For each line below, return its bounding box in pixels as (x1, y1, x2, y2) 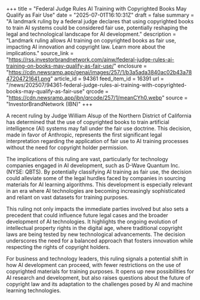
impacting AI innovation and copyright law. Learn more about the (6, 43, 165, 50)
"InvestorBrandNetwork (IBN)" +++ (6, 101, 93, 107)
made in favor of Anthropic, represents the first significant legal (6, 131, 162, 138)
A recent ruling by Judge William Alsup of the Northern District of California (6, 112, 192, 119)
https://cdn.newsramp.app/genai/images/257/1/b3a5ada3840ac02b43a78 (8, 69, 192, 75)
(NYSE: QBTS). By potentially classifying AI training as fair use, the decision (6, 168, 192, 175)
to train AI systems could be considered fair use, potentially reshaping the (6, 24, 188, 31)
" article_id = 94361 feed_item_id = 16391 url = (50, 75, 164, 82)
